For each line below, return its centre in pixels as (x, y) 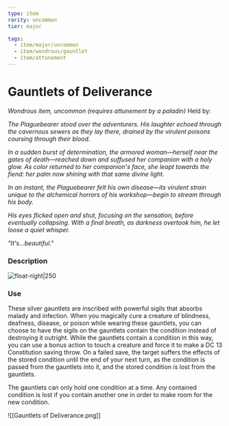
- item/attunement (40, 58)
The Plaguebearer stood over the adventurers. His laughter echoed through (115, 124)
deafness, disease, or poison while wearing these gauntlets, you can (105, 323)
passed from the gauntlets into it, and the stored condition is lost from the (112, 367)
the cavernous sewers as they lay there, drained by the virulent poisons (109, 131)
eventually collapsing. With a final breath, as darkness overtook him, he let (114, 222)
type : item (23, 13)
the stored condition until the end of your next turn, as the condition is (107, 360)
